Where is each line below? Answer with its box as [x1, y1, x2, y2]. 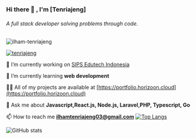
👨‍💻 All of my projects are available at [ [6, 84, 99, 91]
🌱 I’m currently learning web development [6, 72, 109, 80]
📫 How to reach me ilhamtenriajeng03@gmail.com [6, 113, 135, 120]
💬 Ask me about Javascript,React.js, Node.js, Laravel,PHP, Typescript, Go [6, 101, 190, 108]
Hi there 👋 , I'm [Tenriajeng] [6, 5, 87, 14]
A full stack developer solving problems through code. [6, 20, 138, 27]
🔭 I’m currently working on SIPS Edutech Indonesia [6, 61, 130, 68]
